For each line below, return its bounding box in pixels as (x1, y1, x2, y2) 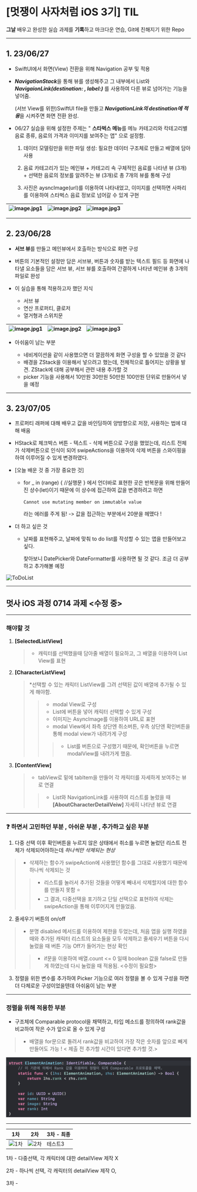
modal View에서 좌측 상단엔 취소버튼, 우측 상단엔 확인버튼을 (52, 723, 191, 730)
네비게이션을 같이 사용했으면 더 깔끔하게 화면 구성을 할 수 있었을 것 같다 (23, 351, 186, 358)
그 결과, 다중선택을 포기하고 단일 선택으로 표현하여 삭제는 (43, 895, 174, 902)
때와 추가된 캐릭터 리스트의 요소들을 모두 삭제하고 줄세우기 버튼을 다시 (29, 935, 189, 942)
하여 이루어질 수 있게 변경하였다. (14, 454, 89, 461)
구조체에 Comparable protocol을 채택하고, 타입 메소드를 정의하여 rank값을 (14, 1018, 186, 1025)
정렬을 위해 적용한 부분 (6, 1003, 66, 1012)
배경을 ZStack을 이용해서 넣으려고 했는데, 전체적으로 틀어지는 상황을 (23, 358, 180, 365)
